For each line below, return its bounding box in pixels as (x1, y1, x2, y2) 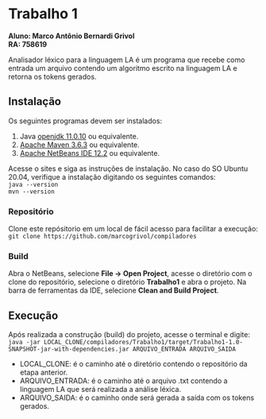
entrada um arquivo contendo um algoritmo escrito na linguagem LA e (8, 63, 237, 72)
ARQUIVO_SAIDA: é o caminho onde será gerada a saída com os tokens (19, 393, 255, 402)
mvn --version (8, 188, 56, 196)
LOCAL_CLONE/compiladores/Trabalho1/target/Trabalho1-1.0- (43, 339, 244, 347)
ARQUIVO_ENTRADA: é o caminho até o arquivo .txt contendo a (19, 376, 228, 386)
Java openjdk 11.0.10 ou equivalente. (19, 131, 139, 141)
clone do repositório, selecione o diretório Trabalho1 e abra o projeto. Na (8, 277, 247, 287)
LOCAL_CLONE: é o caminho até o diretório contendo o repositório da (19, 359, 248, 369)
